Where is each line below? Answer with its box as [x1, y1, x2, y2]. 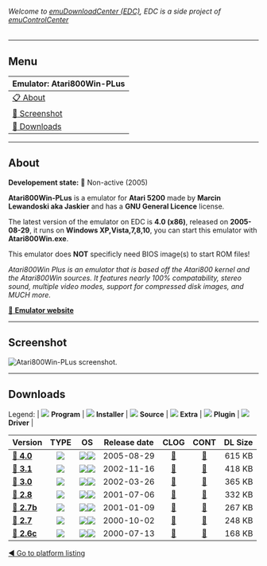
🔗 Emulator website [8, 305, 74, 314]
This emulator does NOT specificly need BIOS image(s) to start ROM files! [8, 249, 250, 259]
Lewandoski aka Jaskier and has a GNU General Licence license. [8, 201, 225, 211]
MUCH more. [8, 290, 52, 299]
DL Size [223, 437, 253, 448]
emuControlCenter [8, 14, 69, 24]
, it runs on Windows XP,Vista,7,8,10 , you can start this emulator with [29, 225, 257, 235]
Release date [103, 437, 154, 448]
